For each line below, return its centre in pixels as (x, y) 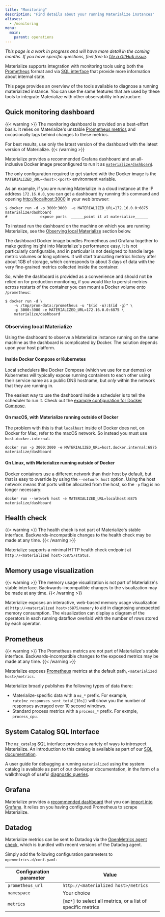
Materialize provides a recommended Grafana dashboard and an (70, 159)
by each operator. (23, 624)
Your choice (76, 893)
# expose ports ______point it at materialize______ (77, 217)
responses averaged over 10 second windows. (59, 706)
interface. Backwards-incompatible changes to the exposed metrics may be (82, 656)
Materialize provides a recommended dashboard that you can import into (79, 802)
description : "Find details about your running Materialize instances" (80, 14)
